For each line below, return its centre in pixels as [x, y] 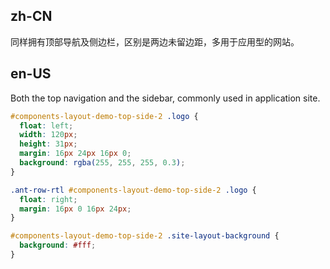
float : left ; [46, 125]
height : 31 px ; [48, 144]
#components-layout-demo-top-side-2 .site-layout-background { [145, 236]
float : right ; [48, 199]
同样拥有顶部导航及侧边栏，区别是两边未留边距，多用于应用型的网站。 [155, 41]
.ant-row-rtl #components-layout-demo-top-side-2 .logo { [133, 190]
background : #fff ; [58, 245]
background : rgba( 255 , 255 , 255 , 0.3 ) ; [102, 163]
